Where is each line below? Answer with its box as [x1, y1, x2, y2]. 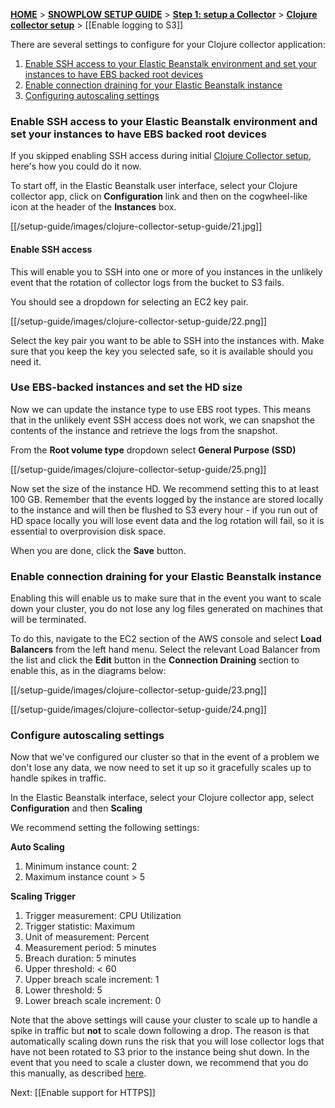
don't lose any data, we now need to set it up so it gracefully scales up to [10, 762, 312, 774]
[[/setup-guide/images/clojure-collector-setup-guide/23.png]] [10, 684, 267, 696]
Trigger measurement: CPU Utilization [24, 910, 182, 922]
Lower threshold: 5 [24, 984, 103, 996]
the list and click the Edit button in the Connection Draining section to [10, 654, 300, 666]
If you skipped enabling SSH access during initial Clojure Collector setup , [10, 150, 312, 162]
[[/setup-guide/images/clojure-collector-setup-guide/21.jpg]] [10, 220, 263, 233]
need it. [10, 355, 42, 368]
